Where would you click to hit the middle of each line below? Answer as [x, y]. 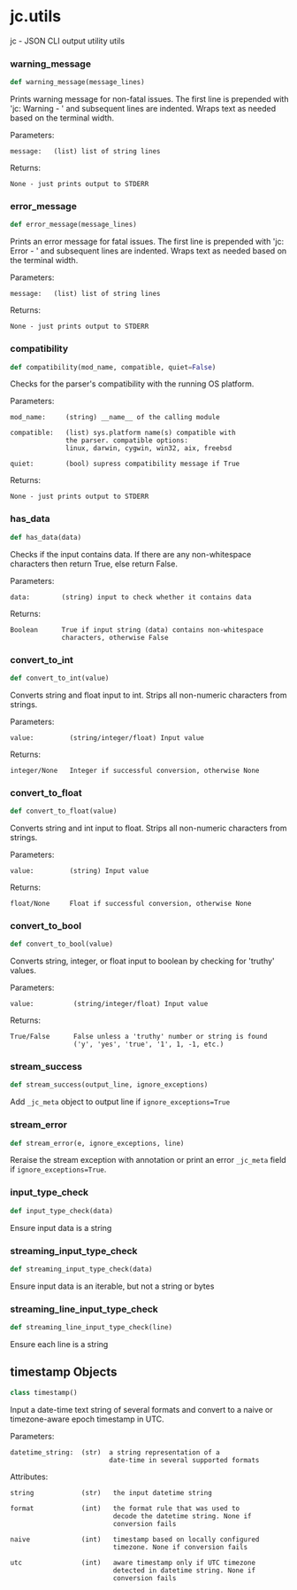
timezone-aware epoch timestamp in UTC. [87, 1419]
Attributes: [29, 1477]
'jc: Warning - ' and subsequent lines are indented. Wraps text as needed [143, 109]
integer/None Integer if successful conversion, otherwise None [135, 770]
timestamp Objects [64, 1372]
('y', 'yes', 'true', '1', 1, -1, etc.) [148, 1044]
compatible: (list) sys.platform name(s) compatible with [123, 433]
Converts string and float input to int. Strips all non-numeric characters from [148, 695]
